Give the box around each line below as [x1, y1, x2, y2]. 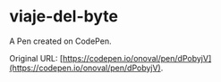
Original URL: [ [9, 53, 64, 63]
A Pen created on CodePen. [9, 36, 112, 46]
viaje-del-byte [9, 6, 119, 27]
